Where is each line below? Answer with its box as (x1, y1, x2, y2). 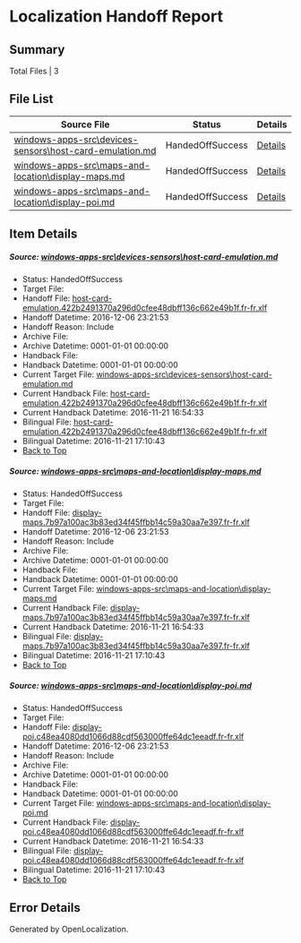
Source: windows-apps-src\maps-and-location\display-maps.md (9, 466, 262, 476)
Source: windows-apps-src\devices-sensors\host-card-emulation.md (9, 251, 279, 261)
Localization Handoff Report (9, 6, 224, 27)
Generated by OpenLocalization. (9, 923, 129, 934)
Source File (60, 118, 110, 131)
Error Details (9, 900, 81, 915)
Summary (9, 42, 65, 57)
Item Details (9, 227, 78, 242)
